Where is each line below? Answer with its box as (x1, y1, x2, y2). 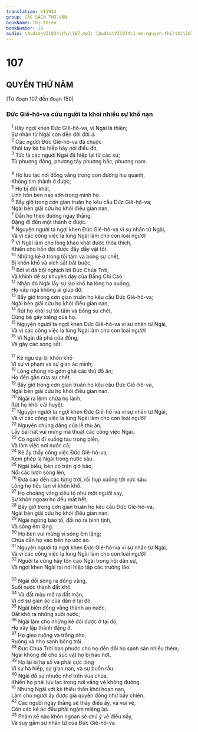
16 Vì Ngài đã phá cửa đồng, (11, 333, 79, 341)
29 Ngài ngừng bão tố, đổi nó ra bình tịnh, (11, 515, 112, 524)
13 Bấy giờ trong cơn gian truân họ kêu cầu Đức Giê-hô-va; (11, 292, 154, 301)
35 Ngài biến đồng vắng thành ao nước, (11, 603, 107, 611)
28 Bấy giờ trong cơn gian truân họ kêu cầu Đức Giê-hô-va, (11, 502, 154, 510)
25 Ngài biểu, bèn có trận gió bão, (11, 462, 93, 469)
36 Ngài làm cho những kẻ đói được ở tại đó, (11, 617, 118, 625)
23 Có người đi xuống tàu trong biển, (11, 434, 100, 443)
